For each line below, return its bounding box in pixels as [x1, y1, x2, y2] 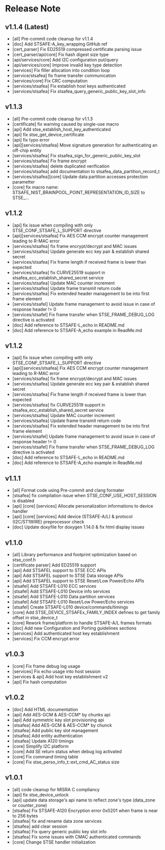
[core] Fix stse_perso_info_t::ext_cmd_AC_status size [12, 759, 120, 765]
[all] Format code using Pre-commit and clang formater [12, 487, 125, 493]
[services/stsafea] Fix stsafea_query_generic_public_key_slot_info [12, 89, 146, 94]
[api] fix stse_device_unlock [12, 792, 69, 798]
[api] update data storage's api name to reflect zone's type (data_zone [12, 797, 156, 803]
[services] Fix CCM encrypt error [12, 636, 80, 642]
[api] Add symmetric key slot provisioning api [12, 717, 104, 723]
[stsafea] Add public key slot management [12, 727, 99, 733]
